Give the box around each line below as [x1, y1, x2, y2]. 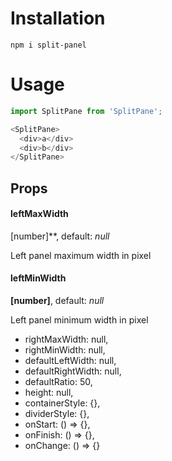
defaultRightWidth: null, [24, 365, 122, 377]
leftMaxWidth [10, 208, 69, 220]
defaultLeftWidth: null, [24, 355, 117, 367]
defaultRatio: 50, [24, 376, 93, 388]
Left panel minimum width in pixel [10, 314, 149, 326]
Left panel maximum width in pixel [10, 249, 152, 261]
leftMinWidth [10, 272, 67, 284]
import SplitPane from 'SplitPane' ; [10, 106, 163, 116]
